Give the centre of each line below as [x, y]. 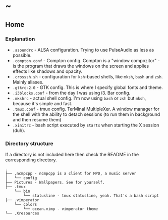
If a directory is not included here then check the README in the [72, 155]
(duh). [19, 130]
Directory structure [30, 143]
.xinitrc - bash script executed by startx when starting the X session [86, 125]
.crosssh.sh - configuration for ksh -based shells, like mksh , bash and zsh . [88, 76]
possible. [22, 55]
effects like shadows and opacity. [47, 71]
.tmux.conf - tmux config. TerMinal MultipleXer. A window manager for [86, 109]
